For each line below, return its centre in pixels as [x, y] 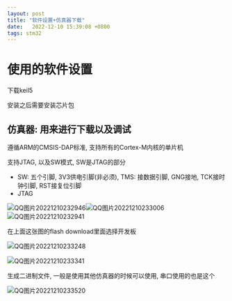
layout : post [26, 14]
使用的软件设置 [50, 70]
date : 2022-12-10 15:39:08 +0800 [59, 26]
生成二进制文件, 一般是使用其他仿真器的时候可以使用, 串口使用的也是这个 [111, 276]
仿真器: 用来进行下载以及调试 [69, 129]
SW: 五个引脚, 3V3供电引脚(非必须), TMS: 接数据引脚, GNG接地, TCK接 [118, 177]
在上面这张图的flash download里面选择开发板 [72, 231]
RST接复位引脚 [60, 186]
